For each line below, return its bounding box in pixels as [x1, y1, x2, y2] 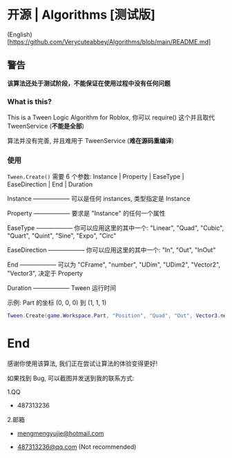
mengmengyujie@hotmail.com [17, 430, 104, 438]
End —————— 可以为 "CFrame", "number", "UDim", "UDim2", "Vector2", [7, 260, 221, 269]
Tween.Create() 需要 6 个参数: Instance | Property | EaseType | [7, 173, 184, 181]
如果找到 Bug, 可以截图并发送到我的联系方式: [7, 374, 135, 383]
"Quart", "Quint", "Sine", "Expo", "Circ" [7, 231, 117, 240]
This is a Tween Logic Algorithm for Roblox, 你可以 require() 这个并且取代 [7, 113, 215, 122]
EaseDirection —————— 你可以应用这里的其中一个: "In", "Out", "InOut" [7, 246, 216, 254]
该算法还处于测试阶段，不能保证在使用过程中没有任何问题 [7, 79, 171, 87]
